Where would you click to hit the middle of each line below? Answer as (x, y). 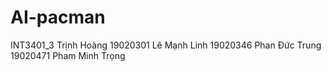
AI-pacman (58, 17)
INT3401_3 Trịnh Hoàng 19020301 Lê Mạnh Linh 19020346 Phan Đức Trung (166, 45)
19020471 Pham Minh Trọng (68, 55)
